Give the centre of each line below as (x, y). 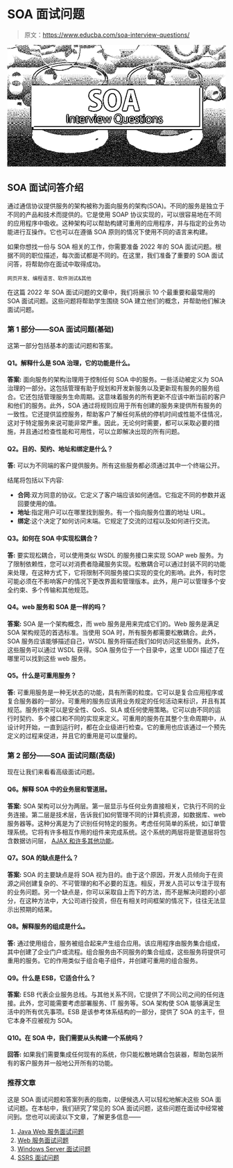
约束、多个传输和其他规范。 (52, 590)
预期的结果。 (37, 909)
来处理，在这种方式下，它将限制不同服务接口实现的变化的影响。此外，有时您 (116, 572)
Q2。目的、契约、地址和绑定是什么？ (60, 449)
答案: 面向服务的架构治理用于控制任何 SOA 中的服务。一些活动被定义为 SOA (115, 380)
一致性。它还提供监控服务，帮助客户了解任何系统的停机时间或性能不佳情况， (116, 415)
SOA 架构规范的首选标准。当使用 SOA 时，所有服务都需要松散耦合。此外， (113, 632)
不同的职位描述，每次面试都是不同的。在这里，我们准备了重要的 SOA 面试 (118, 255)
